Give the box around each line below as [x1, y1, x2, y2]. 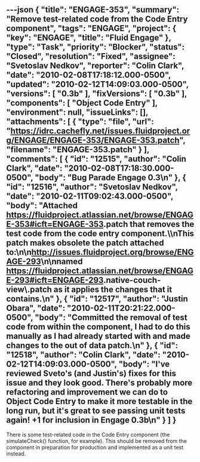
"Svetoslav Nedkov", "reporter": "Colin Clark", [6, 61, 184, 71]
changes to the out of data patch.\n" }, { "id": [6, 340, 179, 351]
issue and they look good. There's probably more [6, 378, 193, 388]
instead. [6, 450, 26, 457]
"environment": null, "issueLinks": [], [6, 107, 149, 118]
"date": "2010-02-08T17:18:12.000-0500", [6, 70, 171, 80]
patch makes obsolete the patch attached [6, 238, 164, 248]
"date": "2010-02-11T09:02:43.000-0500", [6, 191, 174, 202]
